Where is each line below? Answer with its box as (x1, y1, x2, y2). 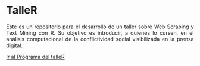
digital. (6, 42, 23, 49)
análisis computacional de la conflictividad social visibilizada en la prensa (6, 35, 194, 42)
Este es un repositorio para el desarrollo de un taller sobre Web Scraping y (6, 23, 194, 30)
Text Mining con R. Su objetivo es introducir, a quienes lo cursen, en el (6, 29, 194, 36)
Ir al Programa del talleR (6, 53, 65, 60)
